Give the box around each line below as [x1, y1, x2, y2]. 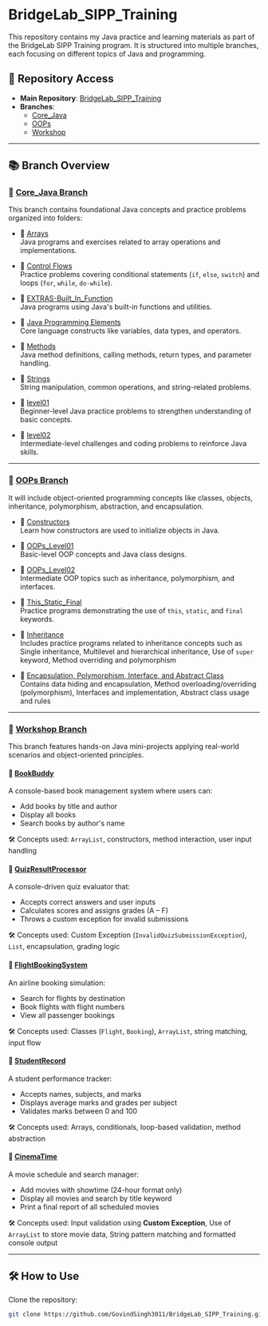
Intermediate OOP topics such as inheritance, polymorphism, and [19, 573, 235, 583]
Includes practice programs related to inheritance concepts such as [19, 638, 243, 647]
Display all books [19, 810, 77, 820]
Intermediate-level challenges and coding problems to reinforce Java [19, 439, 247, 449]
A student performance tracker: [8, 1074, 112, 1083]
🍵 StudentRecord [8, 1056, 66, 1066]
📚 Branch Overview [8, 159, 110, 172]
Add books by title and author [19, 802, 118, 811]
